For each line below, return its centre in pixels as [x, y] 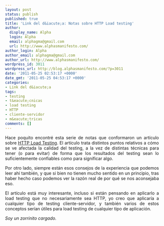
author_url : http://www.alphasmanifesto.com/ [52, 60]
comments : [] [18, 124]
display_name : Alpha [30, 32]
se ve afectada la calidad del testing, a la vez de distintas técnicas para [82, 148]
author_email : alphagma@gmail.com [40, 55]
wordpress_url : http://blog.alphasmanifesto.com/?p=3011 [64, 69]
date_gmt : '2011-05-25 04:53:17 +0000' [46, 78]
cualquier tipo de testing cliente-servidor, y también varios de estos [82, 203]
